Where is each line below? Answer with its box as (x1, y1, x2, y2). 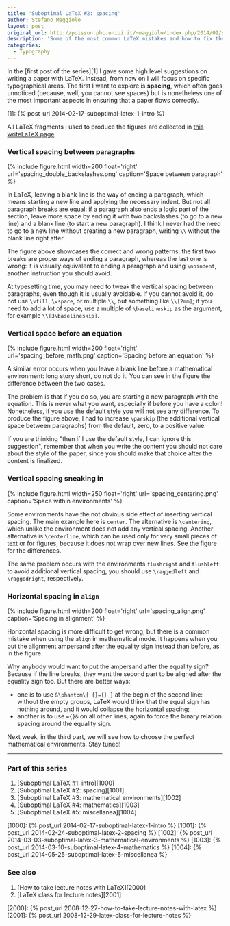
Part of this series (7, 763, 67, 773)
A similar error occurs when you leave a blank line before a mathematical (7, 364, 213, 373)
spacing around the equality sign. (16, 720, 112, 728)
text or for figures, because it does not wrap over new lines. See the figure (7, 539, 217, 547)
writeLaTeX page (7, 129, 55, 138)
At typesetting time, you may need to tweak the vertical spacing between (7, 282, 214, 291)
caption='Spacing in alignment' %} (7, 614, 105, 623)
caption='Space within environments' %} (7, 497, 123, 505)
